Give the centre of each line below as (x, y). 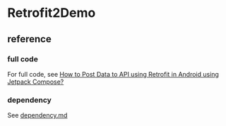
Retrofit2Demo (52, 13)
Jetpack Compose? (36, 82)
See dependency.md (37, 115)
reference (29, 39)
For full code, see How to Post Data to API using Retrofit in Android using (113, 74)
